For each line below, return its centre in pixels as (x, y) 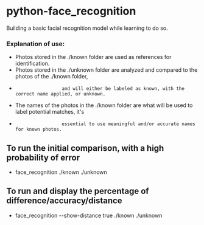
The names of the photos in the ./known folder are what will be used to (104, 105)
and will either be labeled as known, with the (123, 89)
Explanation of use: (36, 44)
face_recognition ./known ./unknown (61, 172)
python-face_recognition (71, 11)
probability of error (43, 157)
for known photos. (38, 130)
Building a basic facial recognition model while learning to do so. (87, 28)
